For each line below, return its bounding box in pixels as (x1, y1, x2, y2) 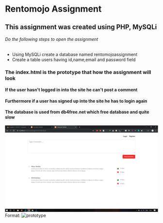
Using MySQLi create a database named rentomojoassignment (12, 51, 137, 57)
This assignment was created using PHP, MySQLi (5, 23, 157, 31)
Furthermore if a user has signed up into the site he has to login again (5, 98, 147, 104)
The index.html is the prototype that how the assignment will (5, 69, 151, 75)
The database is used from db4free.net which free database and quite (5, 109, 149, 115)
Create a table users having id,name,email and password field (12, 56, 136, 62)
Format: (5, 212, 21, 218)
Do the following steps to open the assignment (5, 37, 98, 42)
